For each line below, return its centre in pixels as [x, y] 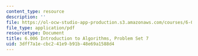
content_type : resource [35, 11]
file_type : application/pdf [41, 28]
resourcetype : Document [35, 33]
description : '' [26, 17]
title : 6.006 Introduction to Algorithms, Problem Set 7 [77, 38]
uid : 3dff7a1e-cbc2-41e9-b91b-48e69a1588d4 [60, 44]
